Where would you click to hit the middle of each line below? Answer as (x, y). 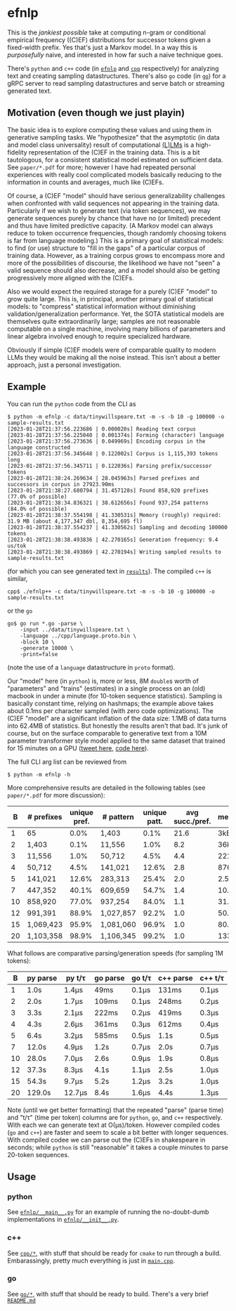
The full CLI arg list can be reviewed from (67, 762)
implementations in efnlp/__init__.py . (63, 1220)
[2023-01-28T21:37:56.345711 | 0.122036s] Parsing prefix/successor (110, 466)
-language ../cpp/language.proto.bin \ (78, 636)
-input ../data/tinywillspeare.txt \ (75, 630)
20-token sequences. (38, 1154)
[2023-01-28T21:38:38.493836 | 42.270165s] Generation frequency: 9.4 (113, 540)
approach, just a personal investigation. (64, 365)
